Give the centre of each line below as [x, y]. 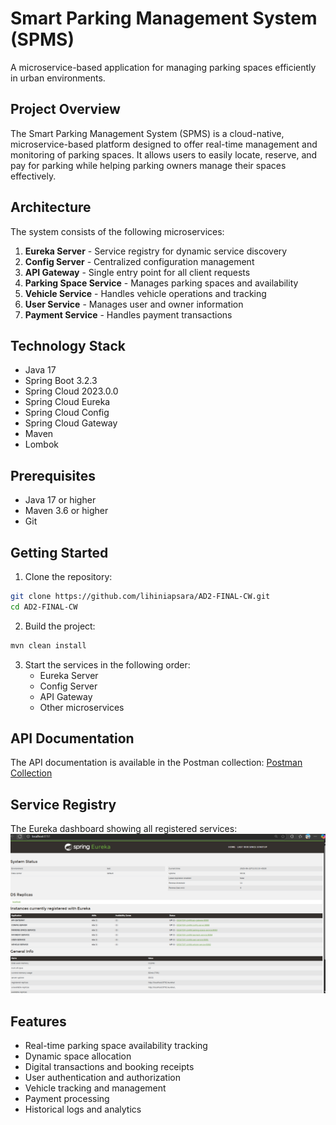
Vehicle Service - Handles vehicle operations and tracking [145, 293]
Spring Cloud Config [67, 413]
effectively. [33, 176]
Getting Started [59, 552]
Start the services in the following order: [107, 664]
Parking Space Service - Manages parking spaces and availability [161, 283]
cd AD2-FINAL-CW [44, 607]
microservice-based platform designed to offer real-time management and [164, 144]
